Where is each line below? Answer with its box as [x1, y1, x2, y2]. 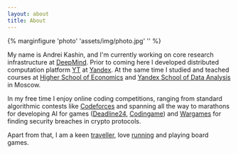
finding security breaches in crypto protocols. [7, 116, 141, 125]
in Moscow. [7, 80, 41, 89]
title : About [7, 17, 46, 24]
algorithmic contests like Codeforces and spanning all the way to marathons [7, 101, 229, 110]
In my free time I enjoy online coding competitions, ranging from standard [7, 94, 222, 103]
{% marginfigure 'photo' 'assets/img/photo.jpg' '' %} [7, 36, 161, 45]
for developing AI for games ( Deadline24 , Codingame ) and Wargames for [7, 109, 222, 118]
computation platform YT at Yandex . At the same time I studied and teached [7, 65, 229, 74]
